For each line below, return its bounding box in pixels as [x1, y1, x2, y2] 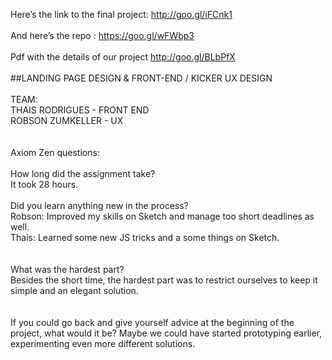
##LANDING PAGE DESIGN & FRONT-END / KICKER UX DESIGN [10, 72, 273, 84]
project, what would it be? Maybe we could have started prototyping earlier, [10, 327, 322, 339]
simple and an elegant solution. [10, 285, 139, 296]
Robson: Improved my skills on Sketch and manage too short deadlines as [10, 210, 315, 222]
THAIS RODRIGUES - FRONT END [10, 104, 150, 116]
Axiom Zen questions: [10, 147, 100, 158]
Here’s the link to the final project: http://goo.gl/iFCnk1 [10, 9, 233, 20]
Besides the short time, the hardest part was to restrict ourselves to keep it [10, 274, 318, 286]
